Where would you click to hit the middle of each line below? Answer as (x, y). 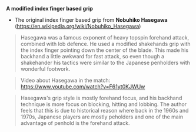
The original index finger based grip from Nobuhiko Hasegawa (91, 20)
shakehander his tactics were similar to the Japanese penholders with (105, 62)
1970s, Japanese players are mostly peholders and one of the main (102, 117)
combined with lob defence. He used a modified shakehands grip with (105, 44)
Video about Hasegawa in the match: (65, 80)
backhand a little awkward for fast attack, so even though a (92, 56)
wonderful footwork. (45, 69)
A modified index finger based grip (49, 9)
